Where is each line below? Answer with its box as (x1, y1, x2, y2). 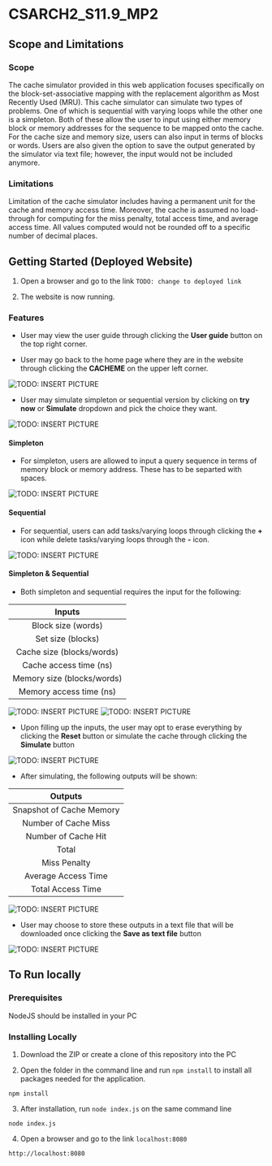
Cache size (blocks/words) (15, 646, 119, 657)
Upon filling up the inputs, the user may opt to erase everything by (19, 722, 243, 732)
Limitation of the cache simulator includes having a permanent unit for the (8, 197, 256, 206)
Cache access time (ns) (21, 659, 113, 670)
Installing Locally (8, 1031, 77, 1042)
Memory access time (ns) (18, 686, 116, 697)
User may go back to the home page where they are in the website (19, 355, 244, 365)
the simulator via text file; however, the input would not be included (8, 149, 233, 158)
